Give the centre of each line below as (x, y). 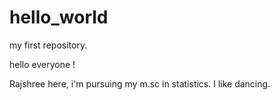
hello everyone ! (42, 64)
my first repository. (48, 45)
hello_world (59, 17)
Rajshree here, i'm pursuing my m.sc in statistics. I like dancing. (140, 83)
